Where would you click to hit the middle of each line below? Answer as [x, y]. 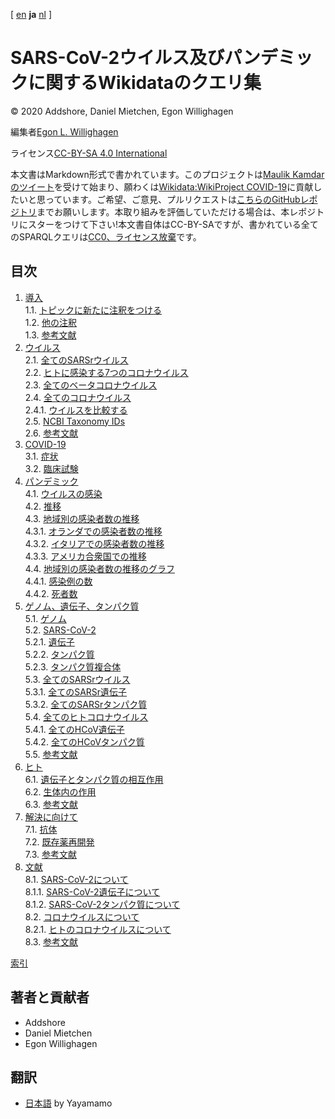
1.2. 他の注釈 [51, 322]
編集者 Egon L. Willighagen [64, 131]
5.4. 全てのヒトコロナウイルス [86, 716]
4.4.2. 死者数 [51, 593]
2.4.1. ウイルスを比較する [76, 410]
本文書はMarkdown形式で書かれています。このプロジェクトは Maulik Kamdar [167, 174]
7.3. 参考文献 [50, 854]
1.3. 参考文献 [50, 335]
